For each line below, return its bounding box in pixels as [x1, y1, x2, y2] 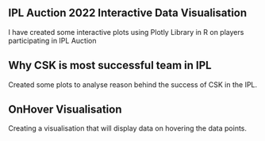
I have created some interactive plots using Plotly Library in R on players [8, 27, 244, 36]
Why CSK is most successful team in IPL [8, 59, 212, 72]
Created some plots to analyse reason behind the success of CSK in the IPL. [8, 79, 258, 90]
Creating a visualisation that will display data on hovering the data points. [8, 124, 248, 133]
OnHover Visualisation [8, 103, 122, 116]
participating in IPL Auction [8, 36, 97, 45]
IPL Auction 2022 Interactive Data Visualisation [8, 6, 248, 20]
